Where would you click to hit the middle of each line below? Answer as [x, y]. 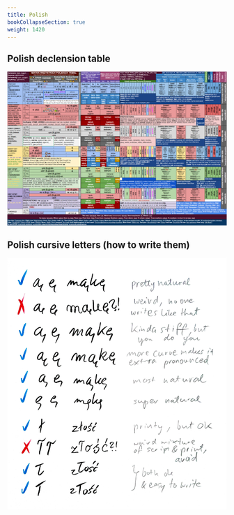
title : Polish [28, 15]
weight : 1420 [26, 29]
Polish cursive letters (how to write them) [99, 245]
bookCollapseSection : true [46, 22]
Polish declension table [59, 58]
